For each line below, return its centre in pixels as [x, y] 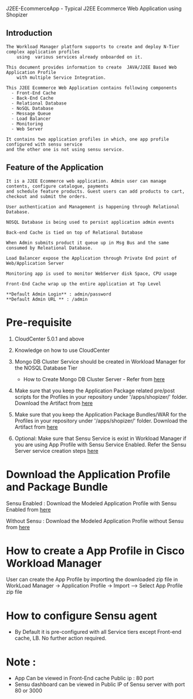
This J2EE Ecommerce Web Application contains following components [92, 88]
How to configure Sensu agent [82, 616]
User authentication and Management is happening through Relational [93, 207]
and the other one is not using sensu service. [65, 149]
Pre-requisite [39, 322]
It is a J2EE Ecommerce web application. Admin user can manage [86, 181]
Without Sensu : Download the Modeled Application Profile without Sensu [95, 521]
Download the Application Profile [88, 474]
